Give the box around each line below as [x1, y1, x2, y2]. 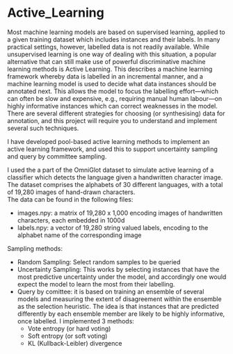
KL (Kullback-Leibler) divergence [27, 339, 122, 347]
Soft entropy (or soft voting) [27, 332, 108, 340]
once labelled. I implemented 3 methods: [17, 316, 134, 325]
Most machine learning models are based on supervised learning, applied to [7, 28, 225, 36]
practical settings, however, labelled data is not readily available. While [7, 42, 210, 51]
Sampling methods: [7, 244, 63, 252]
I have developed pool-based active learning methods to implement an [7, 137, 210, 145]
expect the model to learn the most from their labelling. [17, 280, 175, 288]
